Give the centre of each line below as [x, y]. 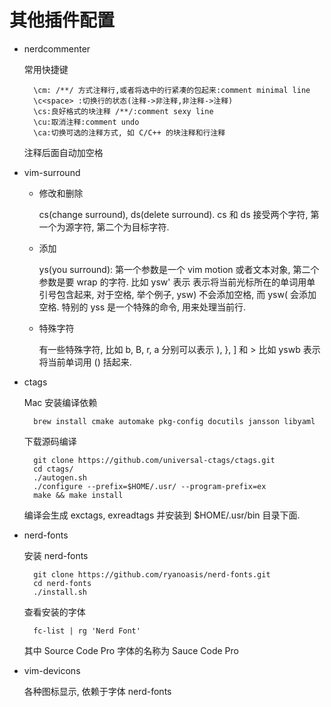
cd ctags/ [53, 469]
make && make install [78, 495]
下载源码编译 [50, 441]
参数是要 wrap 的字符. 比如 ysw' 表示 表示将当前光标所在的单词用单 [177, 282]
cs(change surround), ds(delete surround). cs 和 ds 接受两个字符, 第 [179, 214]
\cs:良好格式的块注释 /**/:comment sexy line [123, 111]
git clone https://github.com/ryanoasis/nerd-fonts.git [152, 574]
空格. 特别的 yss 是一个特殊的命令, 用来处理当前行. [142, 307]
